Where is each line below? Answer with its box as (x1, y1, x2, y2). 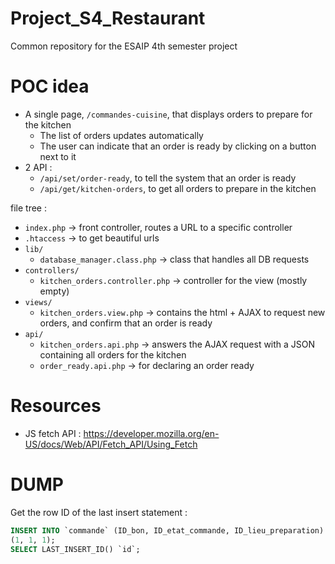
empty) (39, 285, 70, 297)
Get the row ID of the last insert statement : (10, 506, 188, 518)
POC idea (10, 75, 90, 98)
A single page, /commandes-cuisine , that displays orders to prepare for (24, 108, 313, 120)
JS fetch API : (24, 427, 82, 439)
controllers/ (24, 265, 80, 276)
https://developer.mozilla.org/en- (83, 427, 220, 439)
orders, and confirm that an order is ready (39, 317, 213, 329)
